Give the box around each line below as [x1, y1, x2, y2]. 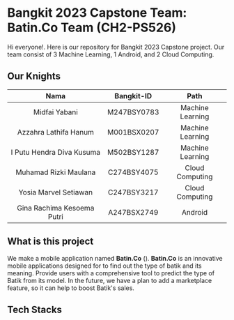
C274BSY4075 [107, 167, 159, 177]
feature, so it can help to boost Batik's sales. [7, 284, 134, 292]
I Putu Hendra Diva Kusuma [10, 147, 101, 157]
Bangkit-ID [114, 91, 153, 100]
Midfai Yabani [33, 107, 78, 116]
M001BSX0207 [107, 127, 159, 137]
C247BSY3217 [107, 187, 159, 197]
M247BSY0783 [107, 107, 159, 116]
